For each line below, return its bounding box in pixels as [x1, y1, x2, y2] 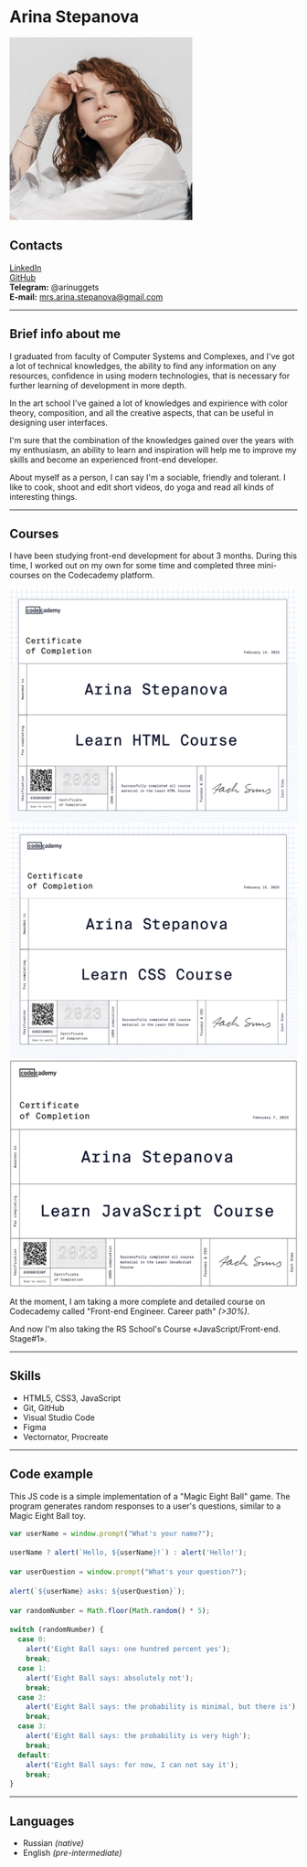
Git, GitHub [22, 1402, 65, 1413]
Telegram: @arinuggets [9, 281, 100, 292]
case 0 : [17, 1635, 48, 1644]
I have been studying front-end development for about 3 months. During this [9, 550, 298, 561]
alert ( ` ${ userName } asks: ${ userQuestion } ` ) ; [9, 1586, 185, 1596]
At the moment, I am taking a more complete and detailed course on [9, 1296, 266, 1308]
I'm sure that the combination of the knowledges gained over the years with [9, 434, 294, 445]
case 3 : [17, 1722, 48, 1731]
